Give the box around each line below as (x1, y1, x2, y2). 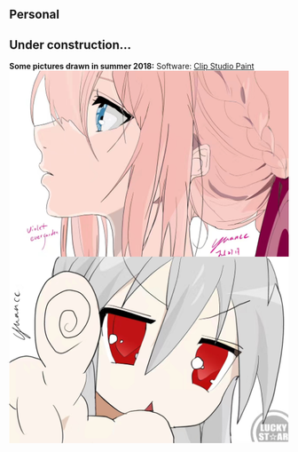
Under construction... (9, 37, 131, 52)
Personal (9, 7, 60, 22)
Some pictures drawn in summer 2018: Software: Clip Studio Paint (9, 61, 255, 72)
